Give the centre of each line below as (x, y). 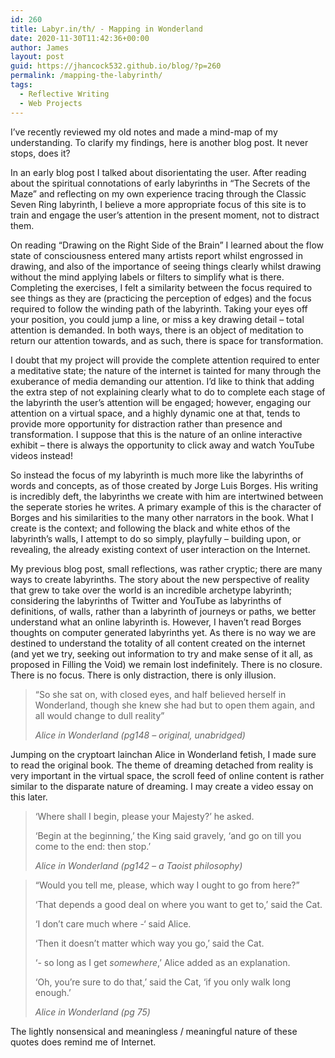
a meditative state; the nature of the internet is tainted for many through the (166, 370)
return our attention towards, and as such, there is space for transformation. (167, 340)
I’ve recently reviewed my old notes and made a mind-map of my (144, 132)
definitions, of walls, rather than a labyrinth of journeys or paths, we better (163, 611)
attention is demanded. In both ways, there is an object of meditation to (157, 330)
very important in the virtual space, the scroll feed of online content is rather (167, 775)
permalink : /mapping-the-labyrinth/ (86, 76)
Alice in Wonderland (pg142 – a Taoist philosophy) (138, 865)
